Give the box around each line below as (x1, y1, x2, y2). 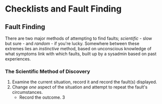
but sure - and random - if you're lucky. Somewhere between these (5, 41, 139, 46)
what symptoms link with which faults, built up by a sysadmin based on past (5, 51, 157, 57)
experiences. (5, 56, 31, 61)
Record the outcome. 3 (19, 94, 65, 100)
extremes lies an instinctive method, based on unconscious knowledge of (5, 46, 151, 51)
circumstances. (12, 89, 43, 95)
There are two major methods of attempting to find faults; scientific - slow (5, 35, 152, 41)
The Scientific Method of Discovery (5, 68, 90, 74)
